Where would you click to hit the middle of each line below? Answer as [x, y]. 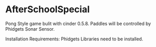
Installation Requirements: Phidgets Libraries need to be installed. [74, 39]
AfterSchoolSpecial [48, 9]
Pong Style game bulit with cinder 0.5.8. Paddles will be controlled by [78, 24]
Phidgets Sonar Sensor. [30, 29]
